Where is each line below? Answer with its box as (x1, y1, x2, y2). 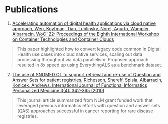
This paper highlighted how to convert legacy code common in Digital (17, 46, 161, 52)
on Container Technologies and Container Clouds (12, 36, 114, 42)
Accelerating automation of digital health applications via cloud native (12, 20, 156, 26)
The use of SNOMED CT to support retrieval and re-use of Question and (12, 71, 161, 77)
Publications (5, 4, 58, 15)
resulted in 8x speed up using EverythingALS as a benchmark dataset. (17, 62, 162, 68)
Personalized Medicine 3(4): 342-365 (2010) (12, 87, 105, 93)
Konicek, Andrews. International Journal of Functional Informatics (12, 82, 147, 88)
